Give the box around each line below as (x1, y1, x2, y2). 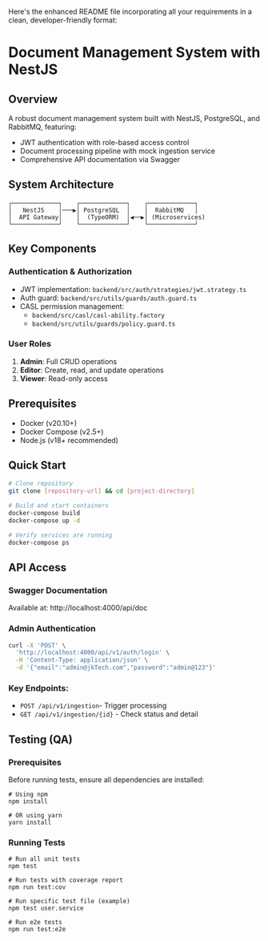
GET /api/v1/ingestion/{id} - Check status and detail (19, 709, 198, 719)
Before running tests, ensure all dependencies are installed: (8, 775, 205, 785)
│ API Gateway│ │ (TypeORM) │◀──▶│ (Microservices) (8, 213, 206, 221)
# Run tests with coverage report (8, 876, 124, 885)
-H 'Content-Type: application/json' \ (15, 656, 149, 664)
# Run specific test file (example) (8, 898, 130, 906)
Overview (8, 92, 58, 106)
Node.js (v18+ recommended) (19, 435, 118, 444)
